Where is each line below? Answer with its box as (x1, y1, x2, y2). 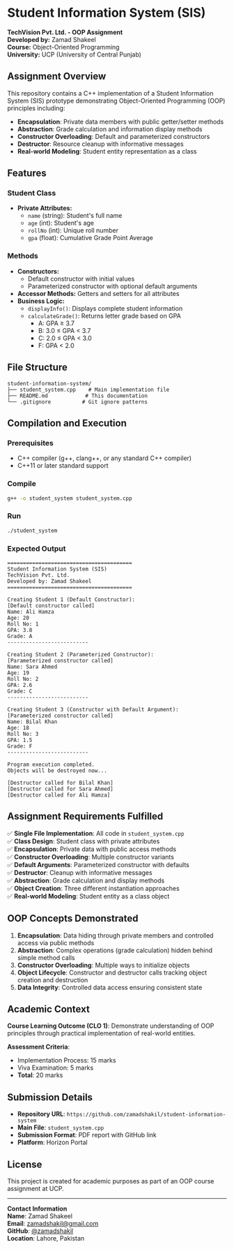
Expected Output (7, 543, 66, 553)
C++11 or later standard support (17, 461, 109, 470)
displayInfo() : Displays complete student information (27, 304, 183, 312)
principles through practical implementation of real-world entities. (7, 1029, 196, 1037)
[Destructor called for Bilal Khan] (7, 779, 114, 786)
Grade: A (7, 633, 33, 640)
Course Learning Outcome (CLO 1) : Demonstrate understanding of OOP (7, 1021, 214, 1030)
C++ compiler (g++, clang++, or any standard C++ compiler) (17, 454, 192, 462)
